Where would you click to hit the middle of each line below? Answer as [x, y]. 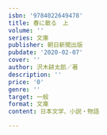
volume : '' [26, 30]
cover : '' [25, 60]
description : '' [35, 75]
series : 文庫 [29, 38]
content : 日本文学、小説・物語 [54, 112]
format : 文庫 [29, 104]
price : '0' [26, 82]
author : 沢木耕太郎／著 [43, 67]
